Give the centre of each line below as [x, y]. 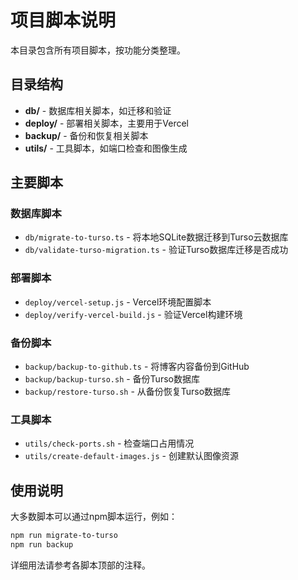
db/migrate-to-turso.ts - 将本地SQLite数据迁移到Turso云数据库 [156, 237]
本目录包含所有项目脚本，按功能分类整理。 [98, 50]
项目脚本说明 [63, 20]
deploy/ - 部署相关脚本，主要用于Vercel [106, 123]
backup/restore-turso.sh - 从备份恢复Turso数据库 [128, 392]
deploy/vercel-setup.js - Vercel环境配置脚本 [118, 302]
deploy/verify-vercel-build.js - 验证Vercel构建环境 [133, 314]
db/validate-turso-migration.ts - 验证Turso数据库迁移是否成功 [156, 250]
